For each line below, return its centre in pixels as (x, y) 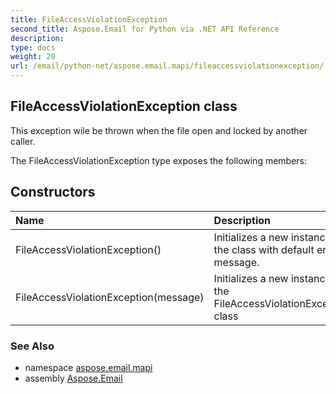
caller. (23, 141)
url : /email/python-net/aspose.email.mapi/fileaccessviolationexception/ (167, 66)
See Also (32, 346)
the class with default (264, 249)
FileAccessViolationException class (124, 106)
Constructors (53, 192)
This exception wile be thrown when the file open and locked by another (159, 130)
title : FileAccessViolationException (89, 19)
